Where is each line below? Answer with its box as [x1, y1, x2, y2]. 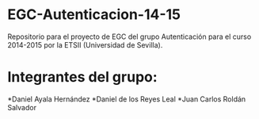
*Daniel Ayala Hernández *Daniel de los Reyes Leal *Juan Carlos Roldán [7, 94, 246, 104]
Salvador [7, 102, 37, 112]
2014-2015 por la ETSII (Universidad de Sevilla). [7, 40, 163, 49]
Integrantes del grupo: [7, 68, 158, 86]
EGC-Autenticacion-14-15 [7, 6, 181, 24]
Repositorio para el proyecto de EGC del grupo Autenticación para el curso [7, 32, 252, 41]
